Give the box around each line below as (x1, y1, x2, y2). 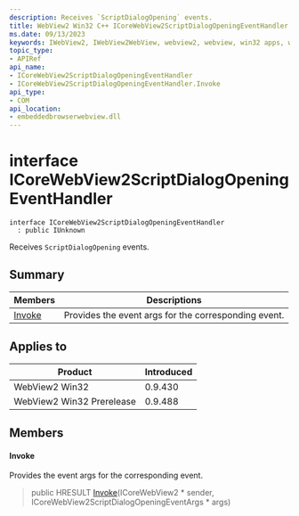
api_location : (9, 104, 62, 113)
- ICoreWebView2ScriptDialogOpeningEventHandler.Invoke (9, 79, 221, 88)
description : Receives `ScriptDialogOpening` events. (9, 12, 214, 22)
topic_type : (9, 46, 53, 55)
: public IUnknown (17, 226, 86, 235)
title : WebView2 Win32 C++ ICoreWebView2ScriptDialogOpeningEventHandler (9, 21, 289, 30)
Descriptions (146, 293, 202, 306)
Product (57, 365, 93, 378)
